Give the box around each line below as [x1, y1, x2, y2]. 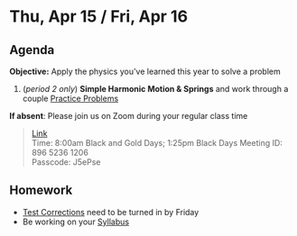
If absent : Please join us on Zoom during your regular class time [9, 111, 248, 121]
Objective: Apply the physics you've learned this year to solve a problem [9, 66, 282, 77]
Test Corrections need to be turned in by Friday [22, 206, 200, 217]
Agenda [9, 42, 55, 58]
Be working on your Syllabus [22, 216, 129, 227]
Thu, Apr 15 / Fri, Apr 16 [9, 6, 188, 27]
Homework [9, 183, 73, 198]
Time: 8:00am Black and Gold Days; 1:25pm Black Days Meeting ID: [31, 138, 283, 148]
